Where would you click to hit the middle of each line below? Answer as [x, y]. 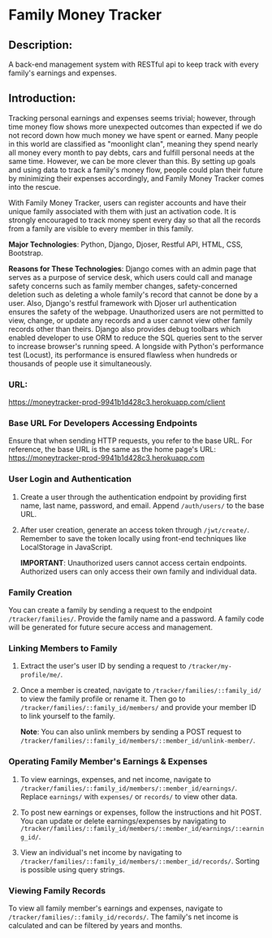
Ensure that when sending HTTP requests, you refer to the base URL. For [131, 441]
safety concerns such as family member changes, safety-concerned [123, 286]
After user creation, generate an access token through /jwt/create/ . [135, 530]
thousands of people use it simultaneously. [80, 364]
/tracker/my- [210, 667]
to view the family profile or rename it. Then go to [103, 699]
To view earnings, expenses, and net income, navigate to [115, 779]
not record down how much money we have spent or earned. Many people [133, 135]
